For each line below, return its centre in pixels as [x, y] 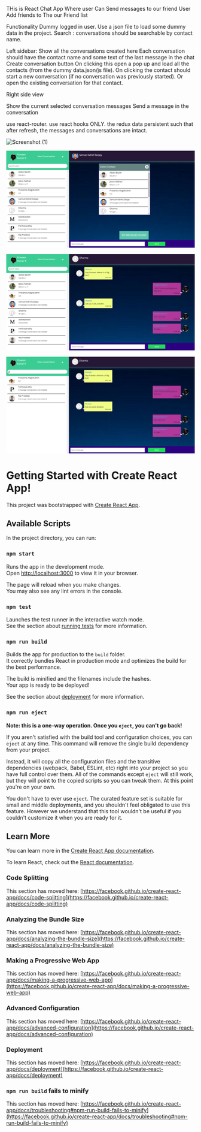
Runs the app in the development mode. [55, 566]
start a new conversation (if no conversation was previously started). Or [95, 76]
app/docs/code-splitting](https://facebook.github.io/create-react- [87, 897]
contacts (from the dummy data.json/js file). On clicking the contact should [98, 70]
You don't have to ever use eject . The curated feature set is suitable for [95, 798]
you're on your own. [31, 787]
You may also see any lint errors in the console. [64, 591]
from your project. [28, 750]
